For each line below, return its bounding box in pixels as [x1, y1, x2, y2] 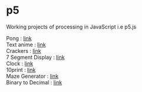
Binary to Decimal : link [6, 78, 62, 86]
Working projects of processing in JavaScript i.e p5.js [6, 23, 137, 30]
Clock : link [6, 60, 34, 67]
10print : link [6, 66, 36, 73]
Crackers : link [6, 47, 41, 54]
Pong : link [6, 34, 32, 42]
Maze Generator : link [6, 72, 59, 80]
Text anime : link [6, 41, 46, 48]
